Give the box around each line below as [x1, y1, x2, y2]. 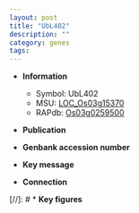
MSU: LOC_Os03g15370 [35, 98, 125, 108]
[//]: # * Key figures [9, 194, 83, 205]
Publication [22, 124, 66, 135]
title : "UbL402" [9, 21, 70, 30]
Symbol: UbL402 [35, 89, 99, 99]
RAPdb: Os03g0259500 [35, 107, 125, 118]
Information [22, 71, 68, 81]
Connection [22, 176, 67, 188]
